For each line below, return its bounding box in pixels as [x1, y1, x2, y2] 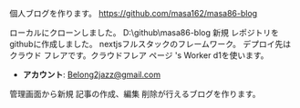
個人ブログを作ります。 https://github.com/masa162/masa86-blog [9, 8, 258, 18]
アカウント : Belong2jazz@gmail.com [22, 69, 161, 80]
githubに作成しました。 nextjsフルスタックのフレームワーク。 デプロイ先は [9, 39, 292, 49]
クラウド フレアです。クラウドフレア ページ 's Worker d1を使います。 [9, 50, 269, 61]
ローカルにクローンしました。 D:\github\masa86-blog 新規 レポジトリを [9, 27, 280, 38]
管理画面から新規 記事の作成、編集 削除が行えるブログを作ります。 [9, 89, 262, 99]
